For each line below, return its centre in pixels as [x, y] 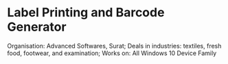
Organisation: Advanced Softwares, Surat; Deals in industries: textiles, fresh [114, 46]
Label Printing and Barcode [86, 13]
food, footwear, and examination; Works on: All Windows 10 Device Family [112, 53]
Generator [37, 27]
